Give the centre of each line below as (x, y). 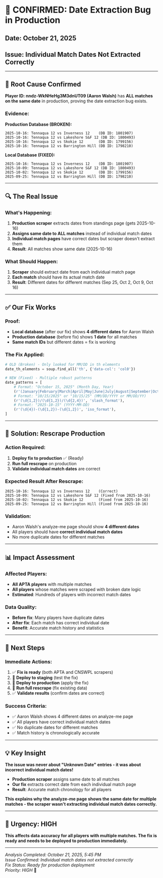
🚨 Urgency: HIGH (31, 824)
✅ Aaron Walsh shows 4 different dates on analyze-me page (73, 716)
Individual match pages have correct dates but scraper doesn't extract (83, 239)
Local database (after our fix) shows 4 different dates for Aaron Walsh (83, 332)
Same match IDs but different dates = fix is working (64, 342)
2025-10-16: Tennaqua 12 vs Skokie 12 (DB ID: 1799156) (69, 142)
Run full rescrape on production (44, 463)
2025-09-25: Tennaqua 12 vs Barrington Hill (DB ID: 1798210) (69, 177)
